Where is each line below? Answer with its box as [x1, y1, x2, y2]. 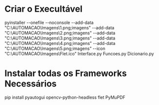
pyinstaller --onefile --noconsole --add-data [4, 20, 94, 25]
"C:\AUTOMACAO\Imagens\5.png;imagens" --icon [4, 45, 106, 51]
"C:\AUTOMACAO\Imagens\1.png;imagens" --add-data [4, 24, 115, 30]
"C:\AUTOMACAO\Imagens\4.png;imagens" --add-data [4, 40, 116, 46]
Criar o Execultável [4, 3, 83, 15]
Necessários [4, 78, 57, 89]
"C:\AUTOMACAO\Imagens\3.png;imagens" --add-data [4, 35, 115, 41]
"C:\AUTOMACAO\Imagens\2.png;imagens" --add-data [4, 30, 115, 36]
